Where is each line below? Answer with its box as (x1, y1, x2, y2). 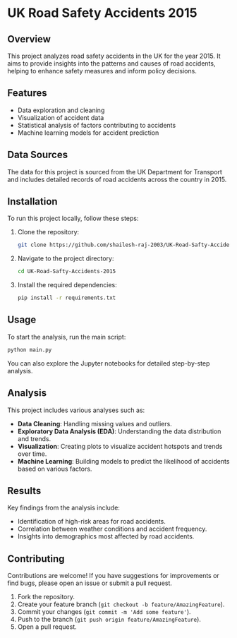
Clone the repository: (17, 228, 80, 236)
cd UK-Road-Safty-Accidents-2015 (17, 268, 116, 275)
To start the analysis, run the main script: (7, 332, 126, 341)
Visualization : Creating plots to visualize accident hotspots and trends (17, 442, 223, 450)
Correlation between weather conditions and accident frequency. (17, 524, 207, 534)
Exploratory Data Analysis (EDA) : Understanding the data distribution (17, 427, 221, 435)
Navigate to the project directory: (17, 254, 114, 263)
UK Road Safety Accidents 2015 (7, 5, 197, 21)
